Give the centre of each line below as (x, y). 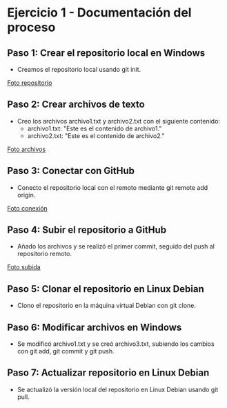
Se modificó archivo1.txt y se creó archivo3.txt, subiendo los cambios (116, 344)
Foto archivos (27, 149)
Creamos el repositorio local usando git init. (79, 69)
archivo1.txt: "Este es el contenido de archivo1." (95, 128)
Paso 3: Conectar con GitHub (71, 171)
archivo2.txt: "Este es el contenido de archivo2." (96, 135)
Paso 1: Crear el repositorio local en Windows (106, 53)
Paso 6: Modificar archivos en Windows (95, 327)
